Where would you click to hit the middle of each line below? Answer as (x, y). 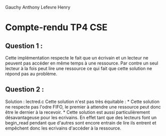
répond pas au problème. (31, 74)
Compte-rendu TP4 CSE (56, 27)
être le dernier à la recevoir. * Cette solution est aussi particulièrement (77, 112)
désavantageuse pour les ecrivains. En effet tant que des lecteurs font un (81, 117)
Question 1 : (24, 46)
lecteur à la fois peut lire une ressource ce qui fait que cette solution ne (79, 68)
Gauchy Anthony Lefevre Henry (38, 7)
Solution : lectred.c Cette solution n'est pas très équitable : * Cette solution (82, 101)
